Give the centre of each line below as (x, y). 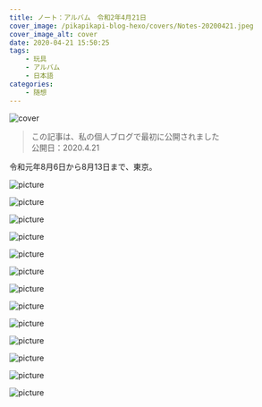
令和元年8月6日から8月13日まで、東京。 (83, 166)
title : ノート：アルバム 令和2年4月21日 (78, 17)
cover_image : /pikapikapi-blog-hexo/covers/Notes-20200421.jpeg (131, 26)
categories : (31, 84)
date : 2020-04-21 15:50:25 (59, 42)
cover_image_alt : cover (54, 34)
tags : (19, 51)
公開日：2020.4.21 (65, 148)
